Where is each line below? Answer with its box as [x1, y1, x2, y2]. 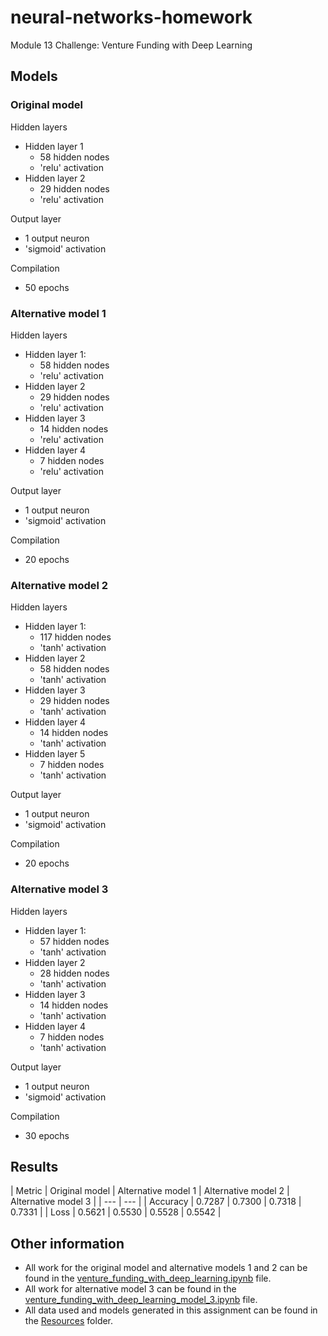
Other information [10, 1235, 125, 1252]
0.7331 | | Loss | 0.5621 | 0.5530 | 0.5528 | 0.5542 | [10, 1206, 222, 1218]
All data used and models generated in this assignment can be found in [24, 1304, 318, 1316]
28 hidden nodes [39, 967, 110, 979]
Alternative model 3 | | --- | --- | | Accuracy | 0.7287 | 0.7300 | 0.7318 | [10, 1196, 302, 1208]
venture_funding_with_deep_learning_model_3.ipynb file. [24, 1294, 258, 1306]
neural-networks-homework [10, 6, 253, 29]
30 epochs [24, 1129, 70, 1141]
